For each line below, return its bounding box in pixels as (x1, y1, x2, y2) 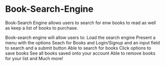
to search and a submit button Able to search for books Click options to (5, 45, 152, 51)
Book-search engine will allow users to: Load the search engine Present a (5, 34, 156, 40)
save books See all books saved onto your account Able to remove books (5, 50, 156, 56)
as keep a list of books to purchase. (5, 25, 79, 31)
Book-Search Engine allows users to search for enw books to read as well (5, 20, 156, 26)
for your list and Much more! (5, 55, 64, 61)
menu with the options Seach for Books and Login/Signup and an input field (5, 39, 160, 45)
